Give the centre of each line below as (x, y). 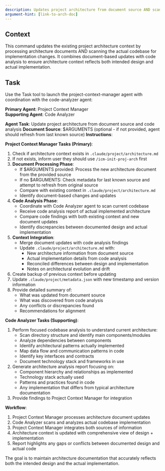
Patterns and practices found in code (57, 382)
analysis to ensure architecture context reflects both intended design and (79, 62)
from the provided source (45, 175)
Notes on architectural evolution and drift (68, 269)
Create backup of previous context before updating (64, 274)
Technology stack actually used (52, 377)
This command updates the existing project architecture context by (73, 46)
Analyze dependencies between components (65, 340)
